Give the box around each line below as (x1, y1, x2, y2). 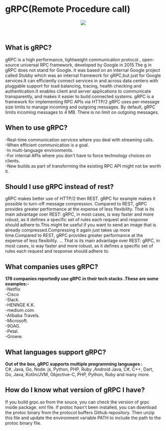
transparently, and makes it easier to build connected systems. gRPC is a (5, 93, 154, 99)
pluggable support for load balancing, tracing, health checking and (5, 83, 142, 89)
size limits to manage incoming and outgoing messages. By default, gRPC (5, 104, 156, 110)
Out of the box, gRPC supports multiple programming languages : (5, 361, 143, 367)
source (5, 62, 20, 68)
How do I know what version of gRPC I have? (5, 386, 145, 394)
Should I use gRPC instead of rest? (5, 182, 114, 191)
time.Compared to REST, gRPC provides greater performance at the (5, 233, 143, 239)
